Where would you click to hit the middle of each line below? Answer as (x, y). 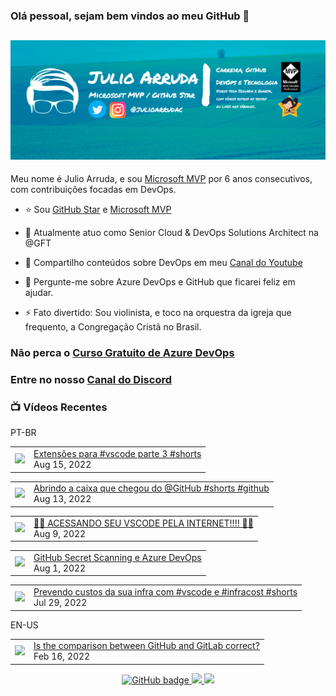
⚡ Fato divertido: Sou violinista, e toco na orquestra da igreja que (158, 313)
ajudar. (39, 293)
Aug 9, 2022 (60, 533)
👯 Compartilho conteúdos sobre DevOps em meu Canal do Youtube (163, 263)
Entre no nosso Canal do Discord (91, 380)
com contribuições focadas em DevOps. (93, 190)
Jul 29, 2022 (60, 603)
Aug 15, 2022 (62, 465)
